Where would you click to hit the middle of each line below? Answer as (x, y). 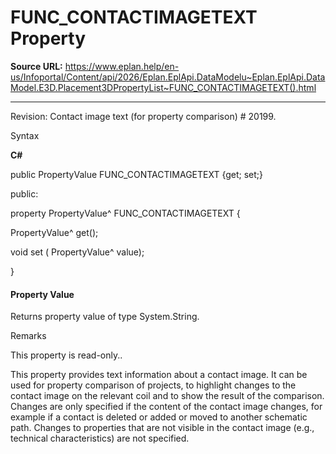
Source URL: (36, 66)
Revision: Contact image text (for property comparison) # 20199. (143, 116)
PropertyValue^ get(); (54, 232)
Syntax (25, 135)
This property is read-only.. (66, 355)
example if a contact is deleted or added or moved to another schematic (159, 417)
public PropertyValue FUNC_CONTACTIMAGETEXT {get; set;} (137, 174)
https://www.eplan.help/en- (122, 66)
